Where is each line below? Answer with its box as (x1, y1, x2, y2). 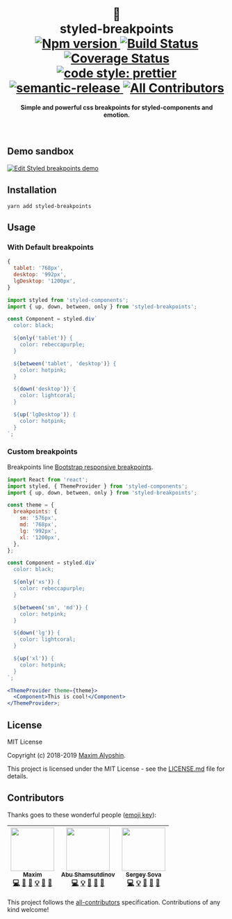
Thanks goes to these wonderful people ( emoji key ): (7, 810, 157, 819)
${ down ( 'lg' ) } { (13, 630, 60, 637)
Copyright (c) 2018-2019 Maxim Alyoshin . (7, 751, 126, 759)
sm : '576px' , (19, 515, 58, 522)
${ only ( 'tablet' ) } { (13, 335, 73, 342)
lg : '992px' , (19, 527, 58, 534)
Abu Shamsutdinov (61, 870, 115, 879)
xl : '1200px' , (19, 534, 60, 541)
